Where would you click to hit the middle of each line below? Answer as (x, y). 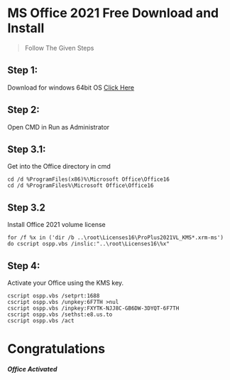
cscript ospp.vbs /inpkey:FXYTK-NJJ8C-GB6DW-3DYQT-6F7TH (93, 308)
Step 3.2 (27, 207)
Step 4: (24, 266)
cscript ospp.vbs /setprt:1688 (54, 296)
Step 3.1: (27, 149)
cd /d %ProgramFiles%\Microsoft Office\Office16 (81, 186)
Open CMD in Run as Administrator (59, 127)
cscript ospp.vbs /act (41, 321)
